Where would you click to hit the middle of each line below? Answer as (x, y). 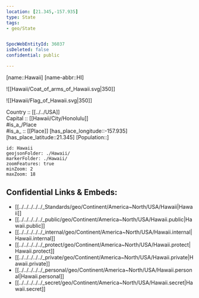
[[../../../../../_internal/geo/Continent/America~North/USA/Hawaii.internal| (103, 232)
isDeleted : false (28, 50)
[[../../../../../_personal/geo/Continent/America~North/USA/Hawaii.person (103, 270)
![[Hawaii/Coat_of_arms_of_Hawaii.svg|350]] (61, 89)
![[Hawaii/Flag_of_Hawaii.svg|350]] (49, 100)
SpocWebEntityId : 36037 (36, 44)
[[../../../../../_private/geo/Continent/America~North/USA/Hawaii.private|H (104, 257)
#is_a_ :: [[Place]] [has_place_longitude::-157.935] (67, 131)
